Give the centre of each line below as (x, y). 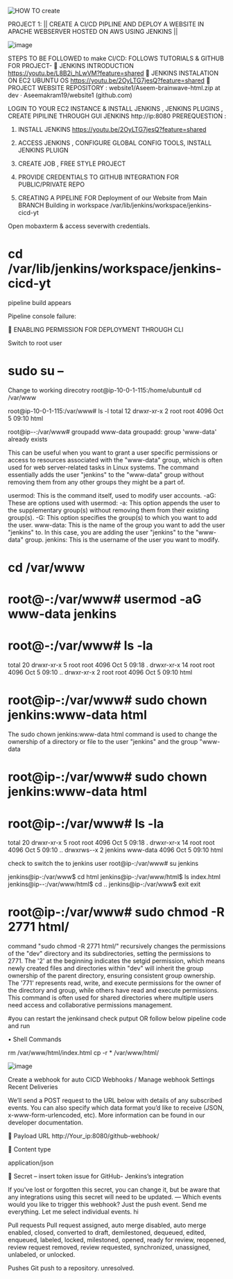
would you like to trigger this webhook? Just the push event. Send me (107, 1204)
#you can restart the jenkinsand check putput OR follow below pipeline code (117, 1018)
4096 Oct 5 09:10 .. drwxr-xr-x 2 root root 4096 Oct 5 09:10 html (100, 672)
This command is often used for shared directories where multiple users (111, 998)
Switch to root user (35, 342)
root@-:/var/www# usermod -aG (105, 599)
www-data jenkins (62, 614)
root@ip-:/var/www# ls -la (86, 823)
